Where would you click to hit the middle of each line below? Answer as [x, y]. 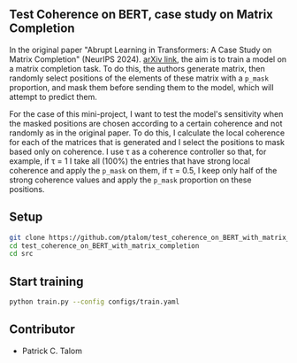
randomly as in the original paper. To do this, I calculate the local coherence [147, 133]
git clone [27, 237]
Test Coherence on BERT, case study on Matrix [141, 15]
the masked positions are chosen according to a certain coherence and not [146, 123]
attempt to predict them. [53, 97]
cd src [21, 254]
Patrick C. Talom [52, 351]
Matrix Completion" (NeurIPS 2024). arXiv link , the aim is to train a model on [148, 59]
